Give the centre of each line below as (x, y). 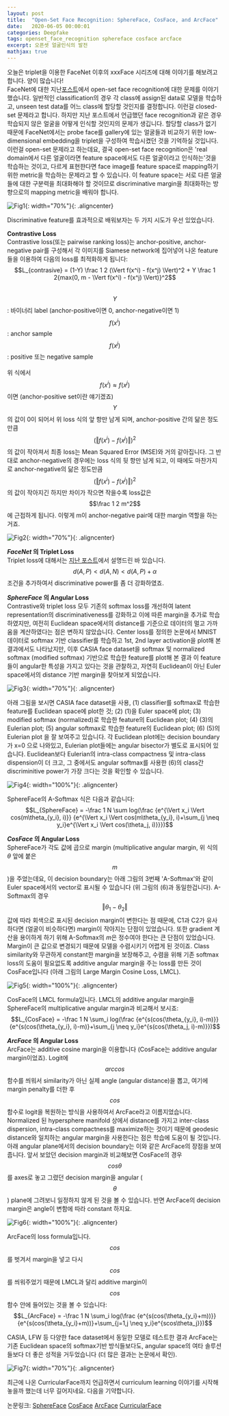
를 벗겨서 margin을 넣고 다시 (45, 1259)
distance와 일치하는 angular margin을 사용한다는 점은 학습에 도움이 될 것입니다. (114, 1137)
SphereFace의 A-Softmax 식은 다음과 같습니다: (71, 799)
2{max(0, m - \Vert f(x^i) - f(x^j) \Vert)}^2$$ (115, 277)
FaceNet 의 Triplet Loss (41, 552)
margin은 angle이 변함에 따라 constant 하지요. (69, 1208)
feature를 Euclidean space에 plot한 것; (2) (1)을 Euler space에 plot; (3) (104, 711)
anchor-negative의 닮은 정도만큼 (58, 469)
